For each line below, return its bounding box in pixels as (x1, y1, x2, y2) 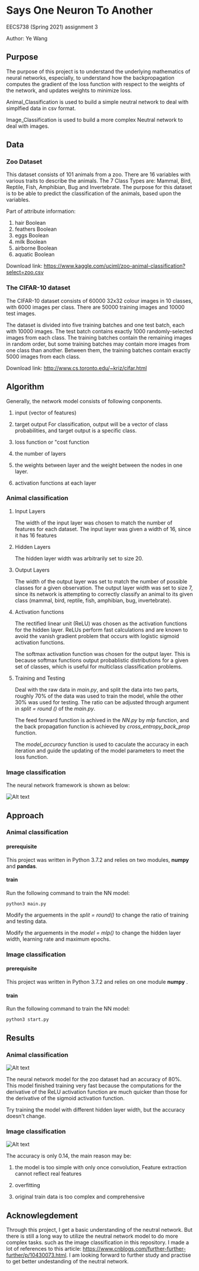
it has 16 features (14, 532, 57, 539)
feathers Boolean (14, 225, 58, 233)
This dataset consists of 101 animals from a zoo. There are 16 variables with (6, 171, 191, 178)
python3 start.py (6, 1016, 49, 1023)
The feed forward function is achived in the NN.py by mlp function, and (14, 716, 189, 723)
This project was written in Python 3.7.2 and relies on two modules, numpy (6, 856, 189, 863)
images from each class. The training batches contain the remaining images (6, 334, 192, 341)
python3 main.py (6, 900, 46, 907)
